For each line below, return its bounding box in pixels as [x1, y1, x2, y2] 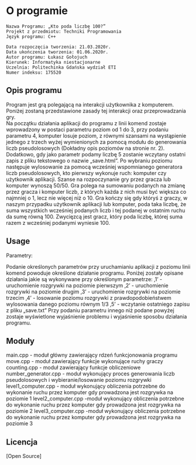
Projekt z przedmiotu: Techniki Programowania [6, 28, 122, 35]
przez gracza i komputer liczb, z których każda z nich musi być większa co [6, 188, 187, 195]
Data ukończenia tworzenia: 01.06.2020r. [6, 49, 109, 55]
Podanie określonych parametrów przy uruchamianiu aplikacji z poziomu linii [6, 263, 191, 270]
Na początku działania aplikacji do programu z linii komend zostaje [6, 119, 167, 126]
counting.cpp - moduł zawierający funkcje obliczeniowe [6, 364, 141, 371]
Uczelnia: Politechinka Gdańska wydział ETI [6, 64, 116, 70]
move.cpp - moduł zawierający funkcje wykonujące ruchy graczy [6, 358, 164, 365]
